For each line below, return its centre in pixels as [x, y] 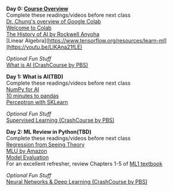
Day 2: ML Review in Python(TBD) [49, 132]
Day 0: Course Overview [37, 9]
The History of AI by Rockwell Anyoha [53, 34]
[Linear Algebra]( [27, 41]
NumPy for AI [23, 89]
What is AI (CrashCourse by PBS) [47, 65]
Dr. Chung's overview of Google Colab [54, 21]
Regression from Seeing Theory [45, 144]
